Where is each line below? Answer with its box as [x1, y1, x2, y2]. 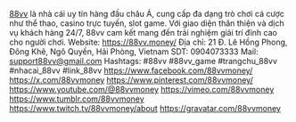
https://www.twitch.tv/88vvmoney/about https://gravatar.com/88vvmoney [9, 103, 281, 113]
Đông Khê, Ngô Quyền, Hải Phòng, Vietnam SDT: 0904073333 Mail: [9, 46, 259, 57]
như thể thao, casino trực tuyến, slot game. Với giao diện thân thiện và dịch [9, 18, 284, 28]
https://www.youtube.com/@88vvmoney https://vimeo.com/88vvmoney [9, 85, 275, 94]
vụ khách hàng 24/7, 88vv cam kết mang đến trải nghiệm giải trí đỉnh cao [9, 28, 278, 37]
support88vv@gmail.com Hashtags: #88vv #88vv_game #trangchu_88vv [9, 56, 278, 66]
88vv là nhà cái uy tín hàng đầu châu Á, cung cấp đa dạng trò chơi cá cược [9, 9, 285, 19]
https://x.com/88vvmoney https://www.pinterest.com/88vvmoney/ [9, 75, 254, 85]
